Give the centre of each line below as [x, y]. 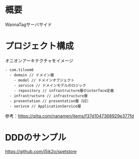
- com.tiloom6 [20, 70]
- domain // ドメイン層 [32, 75]
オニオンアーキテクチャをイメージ [39, 60]
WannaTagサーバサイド [29, 24]
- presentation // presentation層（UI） [50, 101]
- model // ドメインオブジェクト [44, 80]
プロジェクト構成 [40, 46]
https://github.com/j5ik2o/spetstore [41, 151]
